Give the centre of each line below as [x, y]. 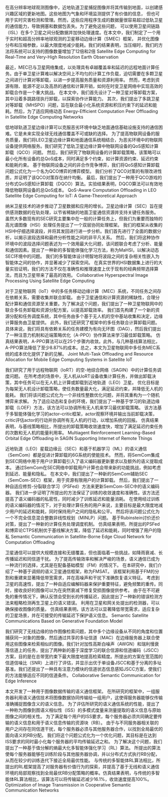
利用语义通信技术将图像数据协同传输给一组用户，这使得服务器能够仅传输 [88, 698]
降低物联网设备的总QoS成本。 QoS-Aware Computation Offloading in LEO [81, 190]
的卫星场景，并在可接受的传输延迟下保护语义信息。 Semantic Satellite [77, 615]
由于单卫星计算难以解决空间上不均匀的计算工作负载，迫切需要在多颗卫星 [88, 74]
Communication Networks [32, 790]
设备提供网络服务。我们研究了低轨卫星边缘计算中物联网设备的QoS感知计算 [82, 146]
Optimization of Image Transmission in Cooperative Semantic [68, 785]
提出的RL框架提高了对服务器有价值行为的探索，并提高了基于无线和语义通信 [82, 767]
